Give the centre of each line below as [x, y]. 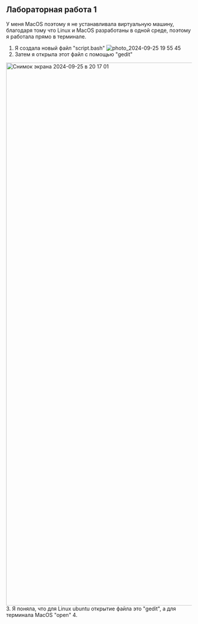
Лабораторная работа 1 [52, 10]
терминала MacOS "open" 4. [42, 615]
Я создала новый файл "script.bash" [60, 48]
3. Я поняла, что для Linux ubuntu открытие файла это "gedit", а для [91, 609]
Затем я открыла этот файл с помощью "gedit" [73, 54]
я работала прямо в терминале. [46, 36]
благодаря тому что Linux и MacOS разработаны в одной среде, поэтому [99, 30]
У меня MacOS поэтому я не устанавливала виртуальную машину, [90, 24]
